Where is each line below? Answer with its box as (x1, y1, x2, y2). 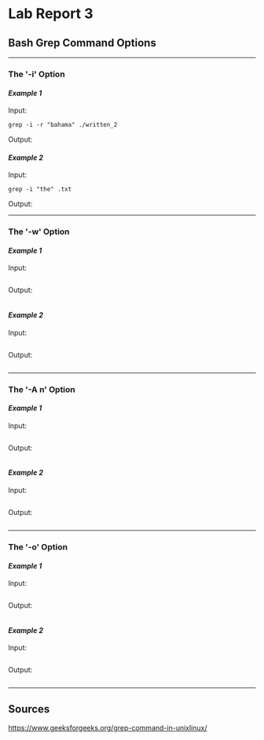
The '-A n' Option (8, 383, 76, 394)
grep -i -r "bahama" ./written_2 (8, 121, 118, 129)
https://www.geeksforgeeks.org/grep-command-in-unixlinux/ (8, 723, 207, 733)
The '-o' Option (8, 541, 68, 552)
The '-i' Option (8, 68, 65, 80)
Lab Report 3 (8, 5, 93, 23)
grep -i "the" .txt (8, 186, 72, 194)
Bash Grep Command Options (8, 36, 157, 50)
